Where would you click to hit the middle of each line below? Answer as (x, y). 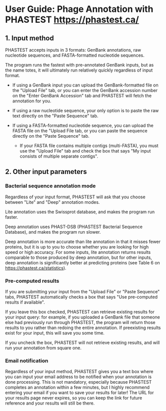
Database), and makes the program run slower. (53, 232)
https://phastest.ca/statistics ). (36, 268)
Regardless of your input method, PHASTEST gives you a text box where (79, 372)
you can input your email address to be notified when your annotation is (79, 377)
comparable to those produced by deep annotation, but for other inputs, (79, 257)
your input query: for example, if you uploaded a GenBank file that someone (83, 317)
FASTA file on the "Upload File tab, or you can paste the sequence (80, 131)
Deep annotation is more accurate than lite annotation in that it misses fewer (83, 242)
